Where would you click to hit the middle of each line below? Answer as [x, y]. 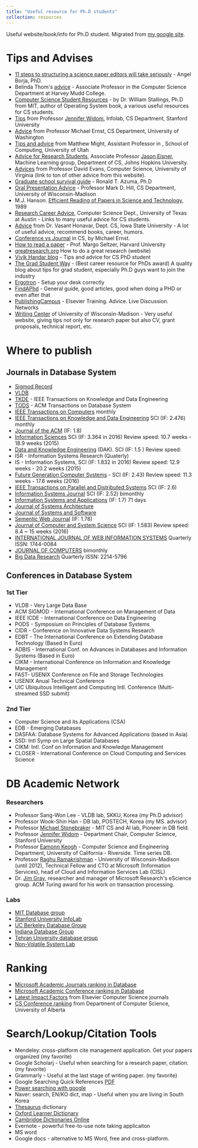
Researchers [25, 802]
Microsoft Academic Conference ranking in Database [79, 991]
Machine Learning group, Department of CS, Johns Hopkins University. [101, 163]
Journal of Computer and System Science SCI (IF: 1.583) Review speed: [102, 525]
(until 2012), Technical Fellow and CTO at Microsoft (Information [92, 865]
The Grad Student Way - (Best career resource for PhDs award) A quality [103, 263]
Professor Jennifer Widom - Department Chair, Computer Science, [96, 834]
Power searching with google [50, 1088]
